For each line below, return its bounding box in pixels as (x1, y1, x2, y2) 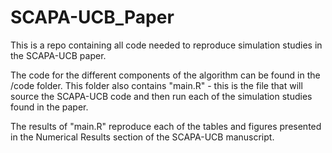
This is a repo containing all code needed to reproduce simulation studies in (10, 39, 323, 51)
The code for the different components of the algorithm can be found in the (10, 69, 321, 81)
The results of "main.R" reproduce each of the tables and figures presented (10, 120, 322, 132)
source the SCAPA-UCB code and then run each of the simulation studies (10, 90, 313, 102)
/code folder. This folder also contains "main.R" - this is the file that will (10, 79, 303, 91)
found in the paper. (10, 101, 89, 113)
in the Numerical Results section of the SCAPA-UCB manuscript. (10, 131, 275, 143)
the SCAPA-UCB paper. (10, 49, 107, 61)
